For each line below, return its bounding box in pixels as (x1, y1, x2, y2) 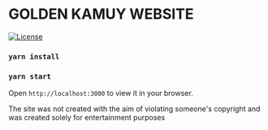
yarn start (8, 71, 51, 81)
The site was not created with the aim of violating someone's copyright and (8, 104, 261, 114)
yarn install (8, 52, 60, 61)
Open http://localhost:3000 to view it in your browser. (8, 89, 193, 98)
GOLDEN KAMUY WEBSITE (8, 5, 194, 24)
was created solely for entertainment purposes (8, 113, 166, 123)
